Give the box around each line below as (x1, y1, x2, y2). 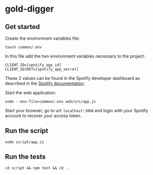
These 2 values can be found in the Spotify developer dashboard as (5, 75, 140, 81)
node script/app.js (5, 139, 44, 145)
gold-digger (5, 3, 54, 15)
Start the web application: (5, 90, 56, 95)
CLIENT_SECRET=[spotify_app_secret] (5, 67, 79, 72)
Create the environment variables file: (5, 35, 80, 41)
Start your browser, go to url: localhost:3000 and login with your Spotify (5, 108, 148, 113)
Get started (5, 23, 40, 31)
